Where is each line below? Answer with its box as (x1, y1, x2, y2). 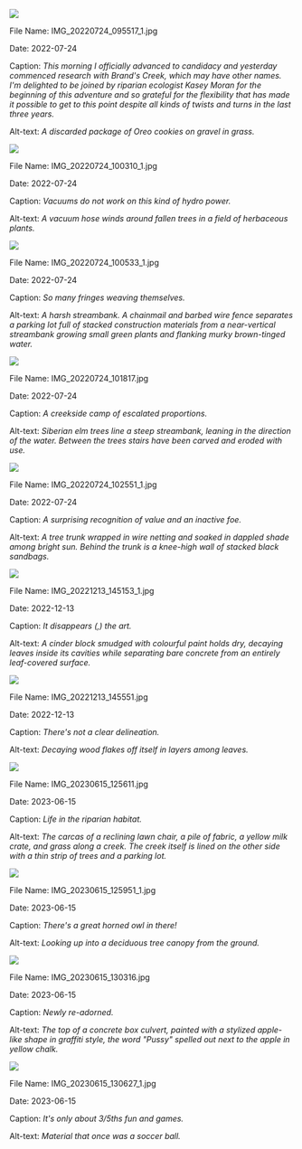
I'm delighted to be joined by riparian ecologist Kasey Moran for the (9, 80, 262, 90)
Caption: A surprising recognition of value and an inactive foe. (9, 514, 242, 524)
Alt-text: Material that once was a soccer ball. (9, 1131, 181, 1141)
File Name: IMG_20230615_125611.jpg (9, 778, 149, 789)
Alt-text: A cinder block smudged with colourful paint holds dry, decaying (9, 638, 283, 648)
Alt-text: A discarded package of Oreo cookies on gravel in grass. (9, 127, 255, 137)
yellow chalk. (9, 1044, 59, 1054)
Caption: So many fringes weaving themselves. (9, 292, 185, 303)
